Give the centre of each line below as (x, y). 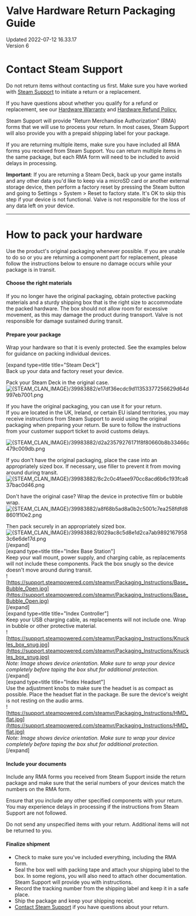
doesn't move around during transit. (49, 570)
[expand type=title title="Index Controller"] (57, 614)
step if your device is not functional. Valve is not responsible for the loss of (96, 199)
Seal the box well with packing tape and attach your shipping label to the (102, 869)
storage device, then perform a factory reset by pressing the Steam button (96, 187)
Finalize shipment (28, 844)
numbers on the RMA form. (38, 789)
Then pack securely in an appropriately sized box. (66, 527)
